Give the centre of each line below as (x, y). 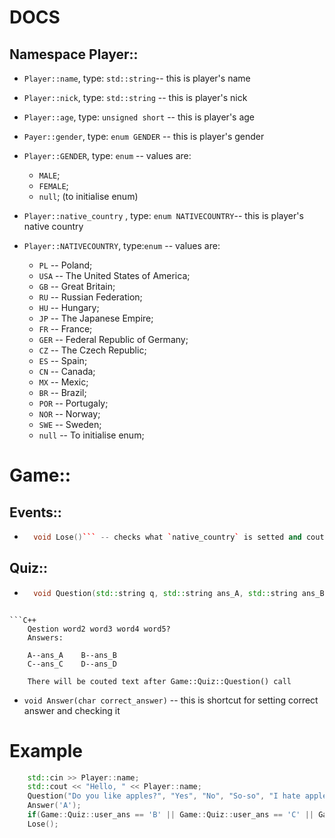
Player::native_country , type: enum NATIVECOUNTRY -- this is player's (163, 215)
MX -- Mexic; (63, 382)
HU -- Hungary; (69, 307)
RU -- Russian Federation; (90, 297)
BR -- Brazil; (62, 392)
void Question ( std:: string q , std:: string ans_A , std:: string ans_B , (181, 593)
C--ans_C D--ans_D (72, 664)
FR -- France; (65, 329)
